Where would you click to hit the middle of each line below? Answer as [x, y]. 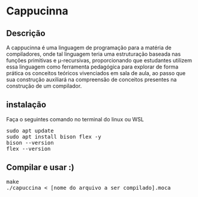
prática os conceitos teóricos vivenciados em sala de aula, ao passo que [96, 73]
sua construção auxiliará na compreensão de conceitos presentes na [91, 80]
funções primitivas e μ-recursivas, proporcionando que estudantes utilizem [99, 60]
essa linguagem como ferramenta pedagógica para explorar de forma [92, 67]
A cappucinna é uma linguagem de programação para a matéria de [89, 47]
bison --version [30, 143]
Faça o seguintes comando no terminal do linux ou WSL [75, 119]
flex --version [28, 149]
